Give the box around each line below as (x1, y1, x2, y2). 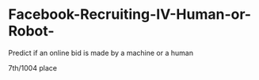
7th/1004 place (8, 63, 58, 72)
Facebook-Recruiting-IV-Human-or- (8, 5, 252, 24)
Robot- (8, 22, 55, 40)
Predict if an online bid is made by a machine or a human (8, 48, 194, 57)
